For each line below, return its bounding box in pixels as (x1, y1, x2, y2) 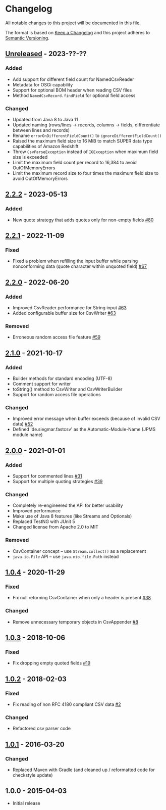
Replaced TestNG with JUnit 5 (12, 518, 75, 525)
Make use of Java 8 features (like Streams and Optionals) (12, 513, 132, 519)
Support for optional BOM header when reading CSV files (12, 87, 132, 93)
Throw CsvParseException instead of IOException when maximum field (12, 149, 158, 155)
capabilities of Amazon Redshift (12, 143, 79, 149)
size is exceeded (12, 154, 48, 160)
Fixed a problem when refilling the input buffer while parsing (12, 258, 138, 264)
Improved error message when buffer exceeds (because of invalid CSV (12, 415, 160, 422)
